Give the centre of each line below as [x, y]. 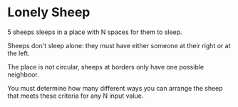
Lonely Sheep [49, 12]
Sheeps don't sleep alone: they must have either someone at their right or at [119, 45]
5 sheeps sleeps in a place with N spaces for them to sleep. [95, 32]
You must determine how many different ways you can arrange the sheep [115, 88]
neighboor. [23, 74]
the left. [19, 53]
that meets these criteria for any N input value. [76, 96]
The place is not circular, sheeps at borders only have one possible [106, 67]
